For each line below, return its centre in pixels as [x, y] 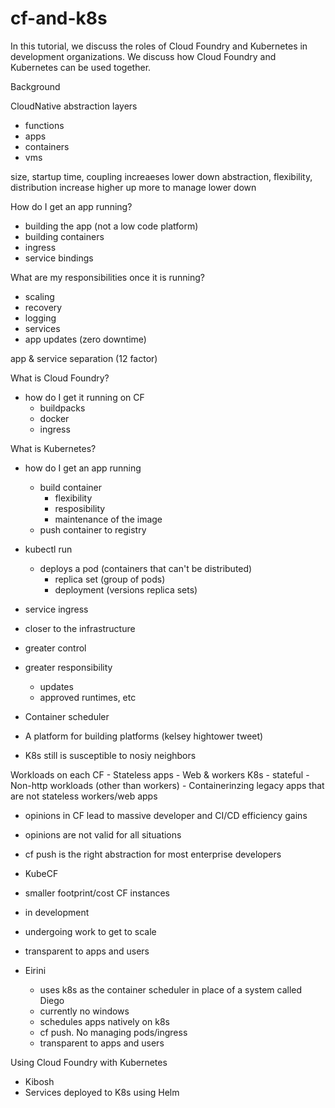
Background [35, 86]
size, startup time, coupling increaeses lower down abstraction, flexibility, [161, 176]
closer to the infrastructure [80, 628]
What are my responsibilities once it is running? [108, 277]
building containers [64, 236]
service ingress [56, 609]
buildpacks [62, 408]
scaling [39, 296]
